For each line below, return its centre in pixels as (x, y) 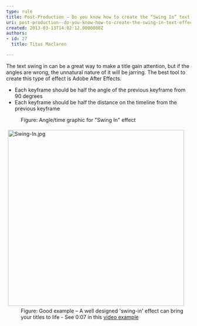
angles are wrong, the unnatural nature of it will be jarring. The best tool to (96, 72)
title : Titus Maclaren (39, 45)
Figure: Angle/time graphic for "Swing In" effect (78, 120)
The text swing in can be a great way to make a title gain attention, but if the (98, 66)
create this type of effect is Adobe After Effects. (64, 78)
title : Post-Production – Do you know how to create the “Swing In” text (98, 17)
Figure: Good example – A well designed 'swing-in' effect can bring (102, 311)
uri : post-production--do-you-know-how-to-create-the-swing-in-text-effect (101, 22)
